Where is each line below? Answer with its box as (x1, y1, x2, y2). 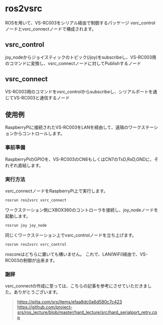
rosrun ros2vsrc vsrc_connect (5, 198, 67, 203)
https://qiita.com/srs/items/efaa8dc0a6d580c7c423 (17, 299, 122, 305)
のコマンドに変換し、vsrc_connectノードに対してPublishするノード (5, 60, 141, 66)
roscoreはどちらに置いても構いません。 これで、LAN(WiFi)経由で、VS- (5, 251, 148, 257)
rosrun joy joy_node (5, 223, 47, 228)
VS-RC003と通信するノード (13, 94, 70, 101)
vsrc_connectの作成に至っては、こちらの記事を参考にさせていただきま (5, 283, 148, 289)
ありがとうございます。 (13, 289, 61, 295)
